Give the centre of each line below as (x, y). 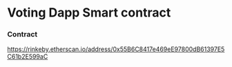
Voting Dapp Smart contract (89, 13)
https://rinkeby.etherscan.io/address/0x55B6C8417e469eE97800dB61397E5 (116, 49)
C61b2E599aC (28, 57)
